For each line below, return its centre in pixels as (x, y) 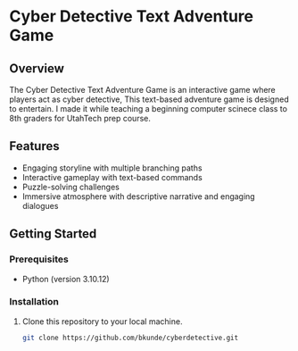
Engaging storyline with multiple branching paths (112, 168)
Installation (34, 302)
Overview (37, 68)
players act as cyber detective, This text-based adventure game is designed (149, 99)
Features (34, 146)
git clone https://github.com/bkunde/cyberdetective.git (130, 338)
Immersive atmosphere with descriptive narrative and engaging (139, 196)
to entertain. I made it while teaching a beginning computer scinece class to (149, 109)
